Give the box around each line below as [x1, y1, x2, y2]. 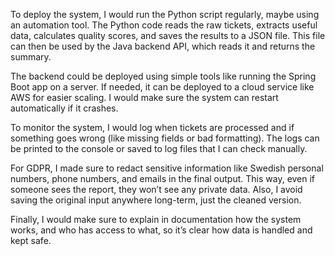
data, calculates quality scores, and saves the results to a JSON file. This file [10, 30, 326, 41]
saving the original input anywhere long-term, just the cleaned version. [10, 194, 302, 206]
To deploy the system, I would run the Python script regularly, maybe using [10, 9, 320, 20]
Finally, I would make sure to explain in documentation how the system [10, 214, 302, 225]
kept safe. [10, 235, 52, 246]
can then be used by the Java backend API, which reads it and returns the [10, 40, 316, 52]
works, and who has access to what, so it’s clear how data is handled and [10, 224, 313, 236]
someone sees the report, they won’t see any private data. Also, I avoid [10, 184, 303, 195]
